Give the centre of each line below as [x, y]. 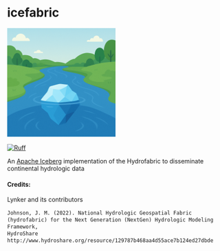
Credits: [19, 184]
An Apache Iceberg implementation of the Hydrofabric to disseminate [106, 161]
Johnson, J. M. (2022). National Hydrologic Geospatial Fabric [100, 213]
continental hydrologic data [46, 168]
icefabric [33, 13]
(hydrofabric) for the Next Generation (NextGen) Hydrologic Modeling [110, 220]
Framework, [23, 227]
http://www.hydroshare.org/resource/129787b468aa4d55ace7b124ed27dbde [110, 241]
